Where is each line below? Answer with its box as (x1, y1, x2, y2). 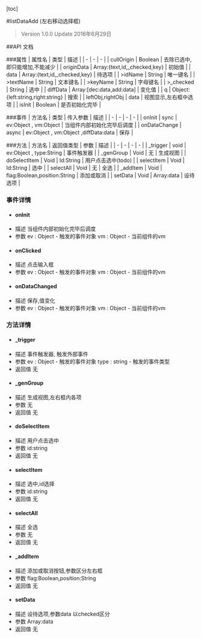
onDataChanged (14, 282, 57, 290)
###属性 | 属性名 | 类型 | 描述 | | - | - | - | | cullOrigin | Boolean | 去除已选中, (6, 56, 192, 63)
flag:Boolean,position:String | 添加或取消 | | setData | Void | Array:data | (6, 172, 183, 179)
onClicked (14, 247, 42, 254)
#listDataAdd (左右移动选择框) (6, 17, 81, 25)
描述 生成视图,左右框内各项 (14, 394, 82, 401)
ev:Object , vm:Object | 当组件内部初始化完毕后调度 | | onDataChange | (6, 122, 182, 128)
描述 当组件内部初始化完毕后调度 (14, 225, 96, 232)
